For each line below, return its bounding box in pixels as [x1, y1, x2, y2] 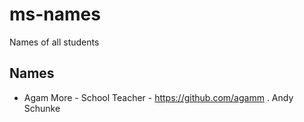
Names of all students [9, 36, 100, 48]
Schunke [23, 102, 61, 114]
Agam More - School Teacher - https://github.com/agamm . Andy [23, 91, 294, 103]
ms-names [9, 3, 101, 26]
